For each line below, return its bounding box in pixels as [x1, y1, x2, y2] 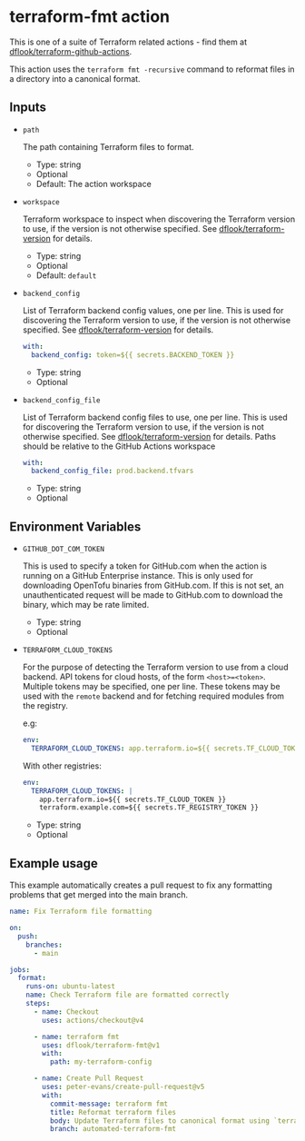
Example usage [9, 856, 98, 871]
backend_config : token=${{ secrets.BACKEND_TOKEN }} [31, 350, 235, 360]
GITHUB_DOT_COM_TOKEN [22, 545, 104, 554]
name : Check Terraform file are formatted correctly [25, 990, 230, 1000]
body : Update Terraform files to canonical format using [49, 1116, 271, 1126]
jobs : [9, 965, 30, 974]
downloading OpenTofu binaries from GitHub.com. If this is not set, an [22, 580, 284, 591]
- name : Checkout [33, 1007, 100, 1017]
